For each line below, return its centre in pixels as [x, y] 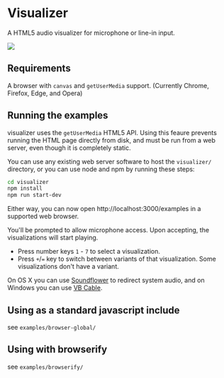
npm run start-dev [34, 195]
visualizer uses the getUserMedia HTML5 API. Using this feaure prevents [112, 132]
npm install [25, 189]
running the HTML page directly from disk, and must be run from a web [112, 140]
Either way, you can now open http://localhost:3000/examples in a [104, 209]
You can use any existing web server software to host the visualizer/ [110, 161]
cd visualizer [28, 182]
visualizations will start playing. [53, 238]
